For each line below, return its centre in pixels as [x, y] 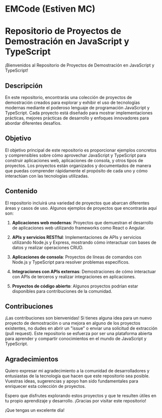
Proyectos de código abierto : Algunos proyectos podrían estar [75, 286]
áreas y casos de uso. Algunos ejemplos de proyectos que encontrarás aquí [81, 208]
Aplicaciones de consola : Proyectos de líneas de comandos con [77, 257]
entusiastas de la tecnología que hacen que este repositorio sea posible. [77, 376]
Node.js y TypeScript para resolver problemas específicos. [71, 262]
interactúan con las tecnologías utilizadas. [47, 176]
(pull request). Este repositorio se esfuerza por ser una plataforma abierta [79, 334]
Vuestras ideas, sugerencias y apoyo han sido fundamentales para [72, 381]
